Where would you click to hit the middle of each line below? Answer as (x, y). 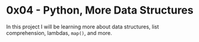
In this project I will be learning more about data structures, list (83, 27)
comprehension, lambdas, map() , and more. (59, 33)
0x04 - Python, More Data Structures (100, 10)
